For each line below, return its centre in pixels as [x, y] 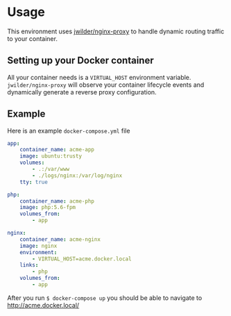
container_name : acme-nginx [60, 239]
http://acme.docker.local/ [43, 305]
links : [29, 265]
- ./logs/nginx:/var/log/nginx [77, 175]
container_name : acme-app [57, 150]
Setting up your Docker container [80, 61]
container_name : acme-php [57, 201]
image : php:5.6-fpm [48, 208]
